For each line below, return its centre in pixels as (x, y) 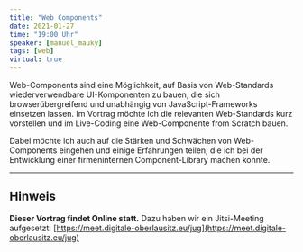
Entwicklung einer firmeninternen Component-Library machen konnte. (140, 160)
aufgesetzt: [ (33, 228)
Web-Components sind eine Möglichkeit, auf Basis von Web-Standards (142, 85)
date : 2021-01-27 (42, 26)
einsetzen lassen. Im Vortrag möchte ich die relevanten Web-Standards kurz (151, 114)
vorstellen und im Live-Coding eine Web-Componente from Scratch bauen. (149, 123)
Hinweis (32, 197)
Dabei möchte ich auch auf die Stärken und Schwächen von (121, 141)
